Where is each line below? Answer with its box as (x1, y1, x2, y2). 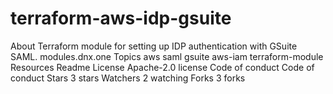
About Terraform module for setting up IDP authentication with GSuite (10, 40, 298, 52)
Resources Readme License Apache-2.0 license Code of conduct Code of (10, 61, 315, 73)
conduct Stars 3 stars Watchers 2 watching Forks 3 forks (10, 72, 246, 84)
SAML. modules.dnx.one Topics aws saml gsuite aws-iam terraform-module (10, 50, 324, 62)
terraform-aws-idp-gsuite (10, 7, 232, 30)
